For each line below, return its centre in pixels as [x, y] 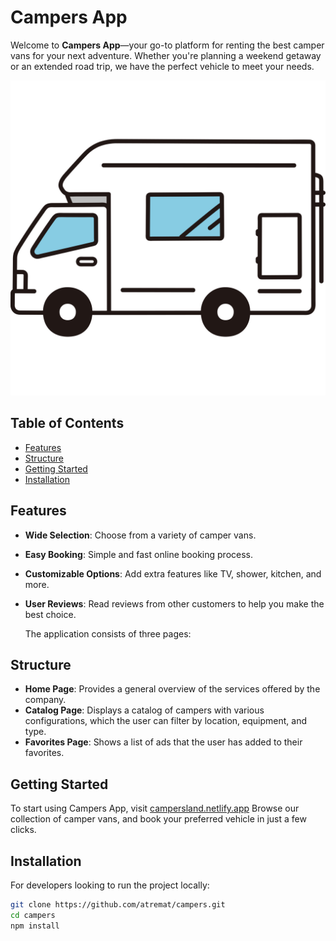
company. [45, 700]
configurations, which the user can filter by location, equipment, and [165, 721]
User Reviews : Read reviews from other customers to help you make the [174, 603]
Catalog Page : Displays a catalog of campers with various [144, 710]
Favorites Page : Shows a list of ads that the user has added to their [163, 742]
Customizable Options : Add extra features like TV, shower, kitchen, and [173, 573]
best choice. [50, 614]
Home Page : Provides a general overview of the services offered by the [172, 689]
